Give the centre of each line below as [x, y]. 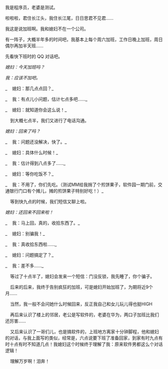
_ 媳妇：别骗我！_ [25, 234]
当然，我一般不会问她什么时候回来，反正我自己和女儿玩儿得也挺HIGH [81, 304]
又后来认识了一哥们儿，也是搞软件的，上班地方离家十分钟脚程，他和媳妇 [84, 332]
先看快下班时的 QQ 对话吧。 [34, 56]
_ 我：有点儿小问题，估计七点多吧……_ [46, 99]
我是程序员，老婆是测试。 [31, 7]
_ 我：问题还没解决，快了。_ [36, 142]
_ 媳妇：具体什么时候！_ [32, 153]
